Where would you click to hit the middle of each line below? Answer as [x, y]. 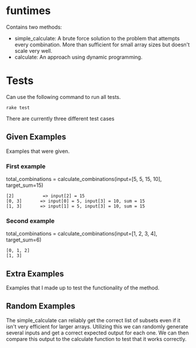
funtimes [28, 11]
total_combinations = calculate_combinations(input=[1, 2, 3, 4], [82, 234]
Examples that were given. [38, 151]
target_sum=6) [24, 240]
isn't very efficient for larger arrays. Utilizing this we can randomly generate [97, 326]
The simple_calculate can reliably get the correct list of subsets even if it [93, 320]
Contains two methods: [34, 27]
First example [26, 166]
